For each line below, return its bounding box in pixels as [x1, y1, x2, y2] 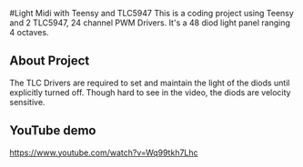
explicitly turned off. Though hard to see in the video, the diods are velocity [9, 86, 291, 98]
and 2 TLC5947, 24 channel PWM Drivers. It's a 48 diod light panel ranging [9, 17, 291, 28]
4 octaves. [9, 27, 49, 37]
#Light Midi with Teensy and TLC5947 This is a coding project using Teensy [9, 8, 294, 18]
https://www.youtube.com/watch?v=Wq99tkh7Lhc [9, 147, 198, 158]
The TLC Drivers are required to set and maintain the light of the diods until [9, 77, 290, 88]
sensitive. [9, 96, 45, 107]
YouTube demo [9, 123, 96, 139]
